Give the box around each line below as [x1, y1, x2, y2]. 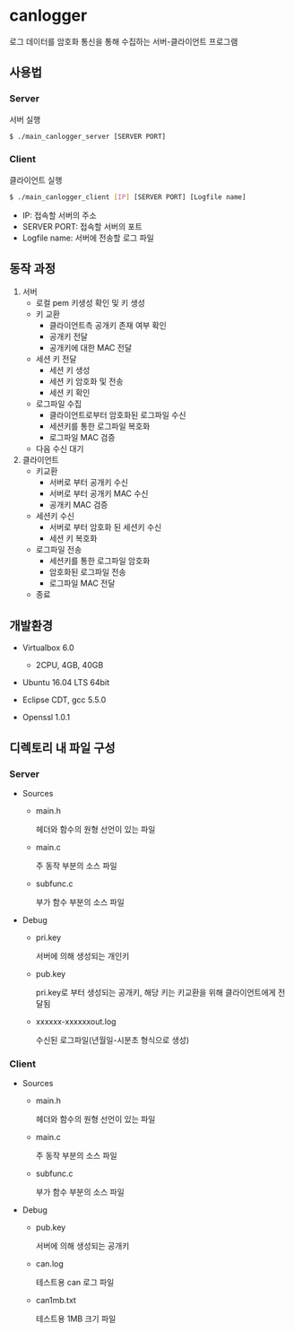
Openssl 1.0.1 [22, 712, 70, 723]
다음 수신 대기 [35, 443, 84, 454]
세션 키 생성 [48, 365, 91, 376]
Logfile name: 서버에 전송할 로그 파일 [22, 232, 154, 243]
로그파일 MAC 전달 [48, 578, 116, 588]
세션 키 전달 [35, 353, 77, 364]
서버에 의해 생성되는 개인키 [35, 950, 130, 961]
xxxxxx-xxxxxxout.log [35, 1015, 117, 1027]
